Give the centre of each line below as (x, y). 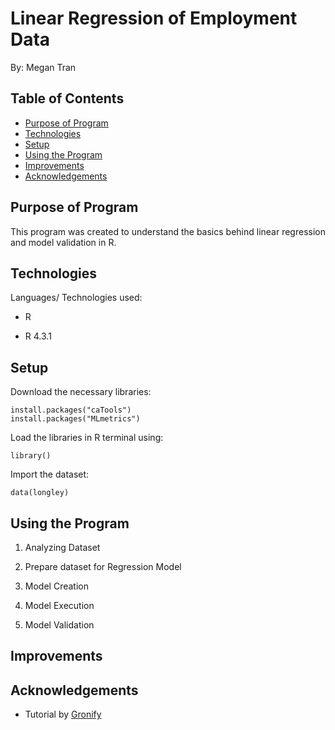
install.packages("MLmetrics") (75, 419)
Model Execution (59, 605)
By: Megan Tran (43, 67)
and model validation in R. (63, 242)
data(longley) (40, 493)
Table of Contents (67, 98)
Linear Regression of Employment (154, 18)
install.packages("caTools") (71, 410)
